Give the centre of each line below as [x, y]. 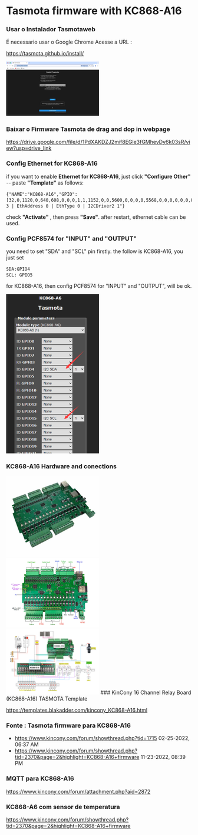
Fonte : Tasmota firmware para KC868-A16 [69, 725]
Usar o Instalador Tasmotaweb [51, 29]
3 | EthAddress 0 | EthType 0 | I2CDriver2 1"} [66, 206]
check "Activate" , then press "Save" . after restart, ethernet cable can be [96, 217]
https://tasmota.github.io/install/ [45, 54]
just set [15, 258]
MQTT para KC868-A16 [40, 778]
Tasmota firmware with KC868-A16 [94, 11]
